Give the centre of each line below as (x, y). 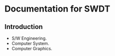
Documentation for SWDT (57, 9)
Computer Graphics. (32, 49)
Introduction (24, 27)
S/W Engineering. (29, 38)
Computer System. (30, 43)
